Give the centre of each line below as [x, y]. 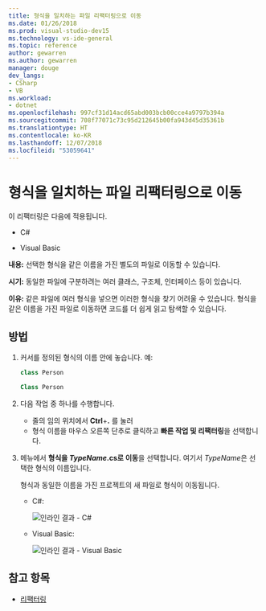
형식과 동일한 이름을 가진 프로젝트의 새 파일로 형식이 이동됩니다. [119, 485]
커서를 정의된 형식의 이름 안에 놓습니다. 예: [86, 358]
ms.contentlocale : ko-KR [50, 135]
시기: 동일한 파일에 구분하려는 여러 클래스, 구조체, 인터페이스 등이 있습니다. [125, 281]
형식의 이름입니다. [63, 468]
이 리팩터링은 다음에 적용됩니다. [58, 216]
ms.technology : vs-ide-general [61, 38]
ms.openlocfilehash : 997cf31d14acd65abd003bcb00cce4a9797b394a [117, 113]
